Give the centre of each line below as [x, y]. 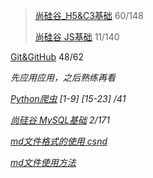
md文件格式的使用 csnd [59, 141]
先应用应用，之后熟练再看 [63, 77]
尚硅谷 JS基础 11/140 [77, 37]
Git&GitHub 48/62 [47, 57]
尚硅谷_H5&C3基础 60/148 [89, 15]
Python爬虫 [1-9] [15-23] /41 [68, 98]
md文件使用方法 [43, 162]
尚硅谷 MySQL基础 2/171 [60, 120]
